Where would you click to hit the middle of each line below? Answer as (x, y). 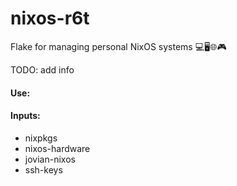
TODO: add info (42, 69)
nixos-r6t (50, 18)
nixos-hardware (57, 148)
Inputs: (25, 116)
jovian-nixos (50, 159)
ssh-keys (43, 169)
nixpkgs (41, 138)
